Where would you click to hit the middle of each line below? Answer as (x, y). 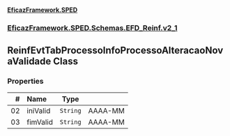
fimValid (40, 122)
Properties (25, 81)
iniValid (39, 111)
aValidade (29, 61)
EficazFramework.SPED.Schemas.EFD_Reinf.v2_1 (92, 28)
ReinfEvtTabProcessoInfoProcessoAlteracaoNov (115, 50)
